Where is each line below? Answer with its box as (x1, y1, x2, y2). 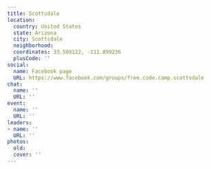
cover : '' (13, 151, 41, 159)
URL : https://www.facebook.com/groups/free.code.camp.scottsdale (13, 74, 205, 81)
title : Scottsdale (7, 10, 60, 17)
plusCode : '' (13, 55, 51, 62)
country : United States (13, 23, 81, 30)
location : (7, 17, 36, 23)
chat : (7, 81, 23, 88)
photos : (7, 139, 30, 146)
